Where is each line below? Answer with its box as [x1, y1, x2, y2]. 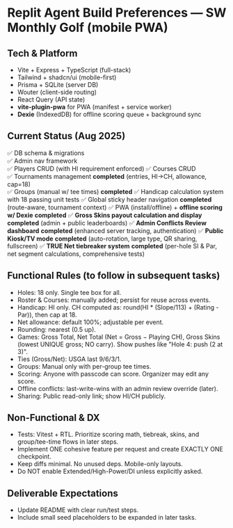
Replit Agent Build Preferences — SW [7, 5, 227, 21]
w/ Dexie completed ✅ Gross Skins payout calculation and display [7, 211, 202, 219]
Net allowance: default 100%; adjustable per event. [17, 318, 164, 326]
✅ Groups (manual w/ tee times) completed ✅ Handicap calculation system [7, 187, 224, 195]
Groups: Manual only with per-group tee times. [17, 362, 152, 370]
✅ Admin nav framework [7, 157, 78, 165]
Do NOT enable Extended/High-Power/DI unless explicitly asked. [17, 467, 203, 476]
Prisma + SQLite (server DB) [17, 81, 99, 88]
